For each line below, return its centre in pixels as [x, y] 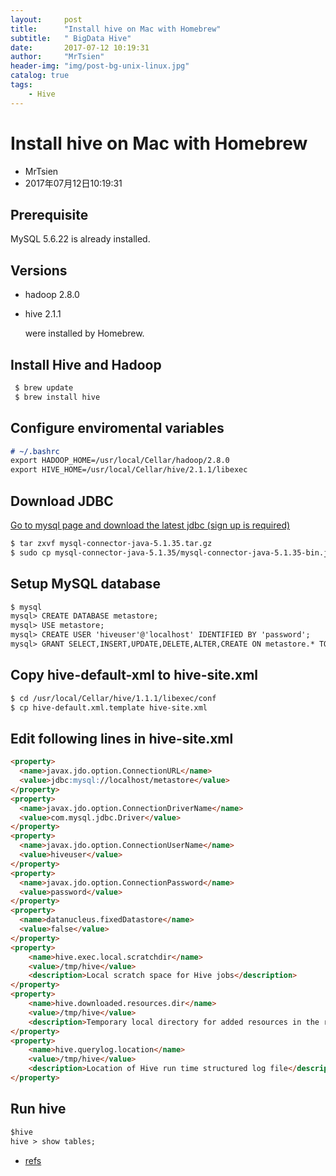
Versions [39, 270]
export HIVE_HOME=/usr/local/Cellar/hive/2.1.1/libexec [129, 470]
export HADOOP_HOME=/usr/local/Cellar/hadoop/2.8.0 [120, 461]
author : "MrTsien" [57, 57]
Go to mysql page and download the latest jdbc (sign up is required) [150, 525]
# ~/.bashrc [35, 451]
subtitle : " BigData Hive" [71, 38]
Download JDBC [62, 501]
